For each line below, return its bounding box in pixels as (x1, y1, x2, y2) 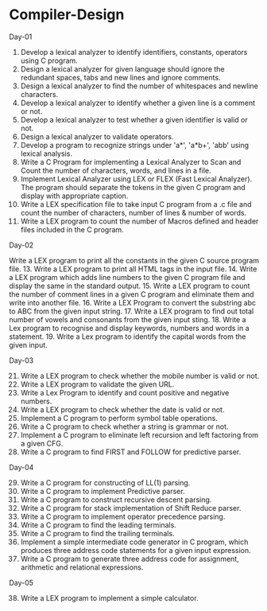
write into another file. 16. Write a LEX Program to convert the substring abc (9, 298, 257, 307)
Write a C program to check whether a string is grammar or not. (20, 422, 229, 431)
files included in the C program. (20, 224, 124, 234)
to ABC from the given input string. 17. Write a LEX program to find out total (9, 306, 254, 316)
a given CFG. (20, 438, 64, 448)
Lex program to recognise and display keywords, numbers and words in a (9, 323, 250, 333)
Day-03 (9, 356, 34, 365)
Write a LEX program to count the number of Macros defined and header (20, 216, 259, 226)
